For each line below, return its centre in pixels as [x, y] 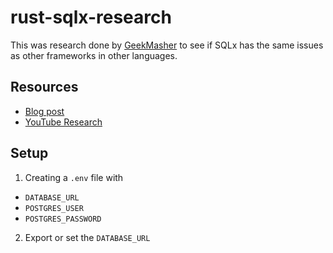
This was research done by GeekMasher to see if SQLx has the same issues [167, 45]
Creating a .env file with [74, 177]
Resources [44, 87]
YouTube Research [63, 122]
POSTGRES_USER [54, 208]
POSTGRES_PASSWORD [63, 219]
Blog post [44, 111]
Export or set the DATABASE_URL [87, 237]
